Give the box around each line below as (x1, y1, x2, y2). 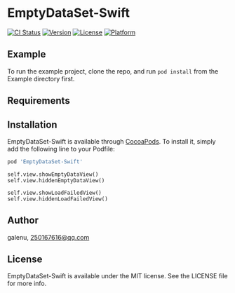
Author (7, 214, 39, 226)
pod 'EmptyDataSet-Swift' (7, 158, 83, 165)
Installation (7, 118, 58, 130)
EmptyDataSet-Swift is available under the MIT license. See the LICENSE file (7, 272, 228, 280)
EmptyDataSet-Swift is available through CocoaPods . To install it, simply (7, 137, 216, 145)
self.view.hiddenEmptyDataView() (7, 177, 105, 184)
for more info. (7, 279, 47, 288)
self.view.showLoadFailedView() (7, 189, 102, 196)
